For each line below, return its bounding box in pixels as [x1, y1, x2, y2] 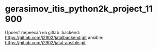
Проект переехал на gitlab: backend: [5, 29, 80, 35]
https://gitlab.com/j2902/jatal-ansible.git [5, 39, 86, 45]
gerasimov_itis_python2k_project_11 [5, 3, 153, 14]
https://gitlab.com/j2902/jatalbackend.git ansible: [5, 35, 104, 40]
